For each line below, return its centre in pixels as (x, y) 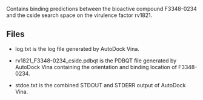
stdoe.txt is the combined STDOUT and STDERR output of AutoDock (100, 85)
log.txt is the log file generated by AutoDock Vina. (77, 48)
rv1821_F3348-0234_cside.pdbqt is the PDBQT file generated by (96, 61)
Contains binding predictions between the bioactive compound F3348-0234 (101, 9)
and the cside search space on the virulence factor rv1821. (79, 15)
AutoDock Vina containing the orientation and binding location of (96, 67)
